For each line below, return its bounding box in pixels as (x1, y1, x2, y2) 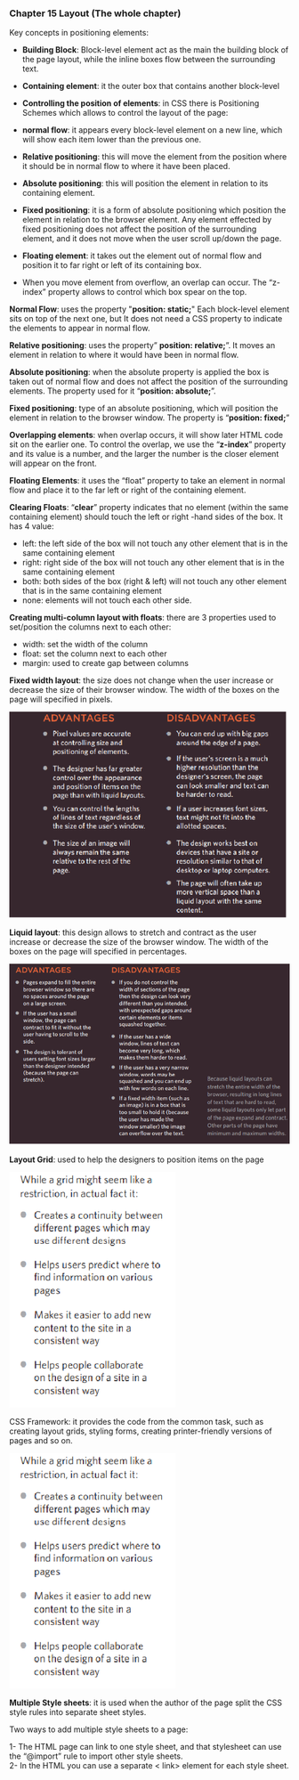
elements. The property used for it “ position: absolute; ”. (9, 386, 216, 396)
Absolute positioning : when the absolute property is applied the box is (9, 367, 270, 378)
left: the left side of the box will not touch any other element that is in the (21, 538, 288, 549)
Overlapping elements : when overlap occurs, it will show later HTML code (9, 430, 283, 441)
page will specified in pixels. (9, 694, 113, 705)
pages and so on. (9, 1435, 73, 1446)
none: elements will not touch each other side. (21, 595, 192, 606)
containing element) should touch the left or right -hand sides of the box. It (9, 511, 283, 523)
